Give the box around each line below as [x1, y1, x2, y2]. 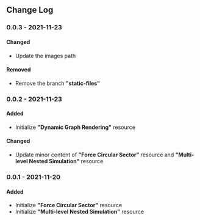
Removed [6, 66, 31, 73]
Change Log [6, 5, 54, 15]
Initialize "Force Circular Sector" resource [15, 202, 123, 209]
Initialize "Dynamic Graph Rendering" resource [15, 123, 136, 131]
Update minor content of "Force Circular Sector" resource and [15, 151, 174, 158]
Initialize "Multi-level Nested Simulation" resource [15, 208, 145, 216]
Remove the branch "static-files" [15, 79, 101, 87]
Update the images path [15, 52, 76, 59]
